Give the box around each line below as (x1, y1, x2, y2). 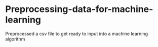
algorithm (5, 36, 25, 42)
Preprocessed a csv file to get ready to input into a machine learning (5, 30, 148, 36)
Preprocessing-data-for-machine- (5, 3, 153, 15)
